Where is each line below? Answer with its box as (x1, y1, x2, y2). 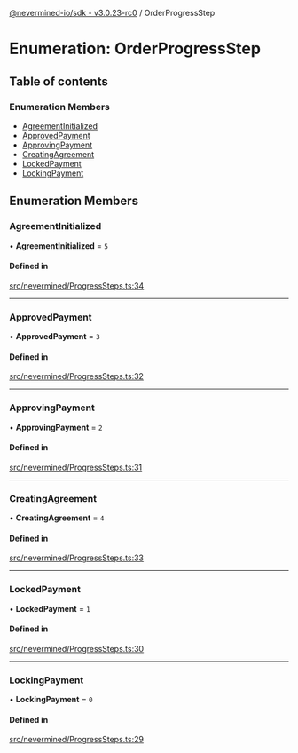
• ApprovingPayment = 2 (9, 422, 103, 432)
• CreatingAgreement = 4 (9, 512, 105, 523)
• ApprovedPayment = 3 (9, 331, 100, 342)
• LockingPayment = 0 (9, 694, 93, 705)
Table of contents (9, 74, 108, 89)
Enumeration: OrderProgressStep (9, 39, 262, 59)
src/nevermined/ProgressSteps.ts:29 (9, 734, 145, 745)
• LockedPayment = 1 (9, 603, 91, 614)
